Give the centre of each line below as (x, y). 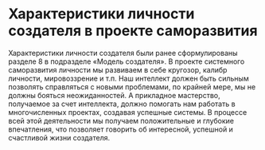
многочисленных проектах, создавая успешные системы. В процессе (128, 112)
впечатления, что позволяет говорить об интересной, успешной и (121, 129)
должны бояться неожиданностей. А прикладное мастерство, (114, 95)
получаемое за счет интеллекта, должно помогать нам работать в (122, 104)
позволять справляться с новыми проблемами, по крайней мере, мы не (132, 87)
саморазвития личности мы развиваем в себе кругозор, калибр (118, 69)
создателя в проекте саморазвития (133, 31)
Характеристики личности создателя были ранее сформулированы (123, 53)
